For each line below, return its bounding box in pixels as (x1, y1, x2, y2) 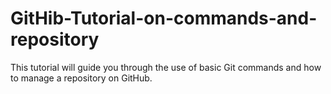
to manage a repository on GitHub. (10, 72, 153, 84)
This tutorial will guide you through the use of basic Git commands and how (10, 61, 322, 73)
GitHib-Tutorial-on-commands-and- (10, 7, 318, 30)
